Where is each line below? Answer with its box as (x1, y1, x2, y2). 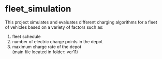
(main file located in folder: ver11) (12, 49, 78, 55)
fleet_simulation (5, 3, 72, 14)
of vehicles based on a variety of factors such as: (5, 24, 104, 30)
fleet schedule (12, 34, 41, 39)
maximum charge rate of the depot (12, 44, 81, 49)
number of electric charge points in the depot (12, 38, 103, 44)
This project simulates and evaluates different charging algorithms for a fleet (5, 19, 157, 25)
